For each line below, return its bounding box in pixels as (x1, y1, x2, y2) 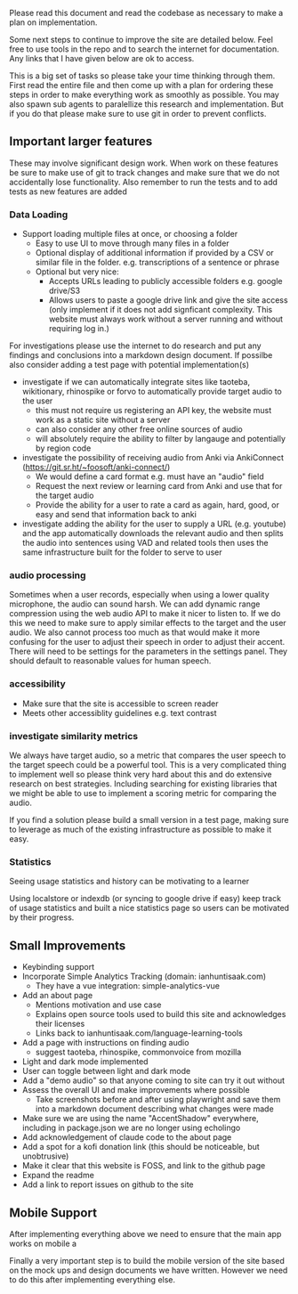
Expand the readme (21, 1170, 95, 1181)
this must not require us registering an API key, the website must (35, 405, 272, 416)
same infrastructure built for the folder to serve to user (21, 547, 222, 557)
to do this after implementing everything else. (9, 1274, 176, 1285)
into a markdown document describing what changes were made (35, 1103, 274, 1114)
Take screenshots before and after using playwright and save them (35, 1095, 281, 1105)
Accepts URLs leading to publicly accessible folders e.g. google (48, 276, 283, 287)
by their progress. (9, 912, 75, 923)
